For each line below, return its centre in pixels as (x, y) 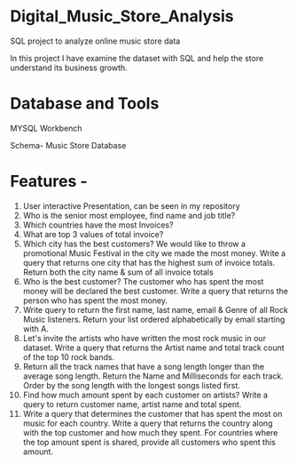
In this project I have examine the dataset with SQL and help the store (137, 58)
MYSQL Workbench (46, 128)
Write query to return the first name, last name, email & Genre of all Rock (156, 309)
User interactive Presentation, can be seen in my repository (131, 205)
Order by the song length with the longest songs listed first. (131, 385)
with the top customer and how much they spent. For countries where (150, 432)
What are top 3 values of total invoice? (93, 234)
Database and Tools (85, 104)
